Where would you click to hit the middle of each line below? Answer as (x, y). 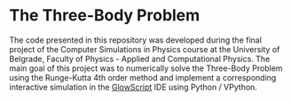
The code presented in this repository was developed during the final (135, 40)
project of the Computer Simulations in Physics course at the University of (145, 49)
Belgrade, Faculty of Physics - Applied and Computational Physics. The (140, 58)
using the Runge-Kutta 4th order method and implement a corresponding (143, 77)
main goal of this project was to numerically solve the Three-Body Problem (146, 68)
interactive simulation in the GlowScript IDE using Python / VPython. (133, 87)
